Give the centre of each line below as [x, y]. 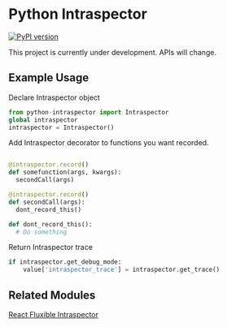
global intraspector [44, 120]
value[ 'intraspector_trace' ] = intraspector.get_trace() [122, 270]
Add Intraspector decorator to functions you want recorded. [109, 143]
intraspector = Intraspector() [61, 127]
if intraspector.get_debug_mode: [65, 262]
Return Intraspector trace [51, 247]
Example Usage [49, 78]
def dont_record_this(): [50, 224]
